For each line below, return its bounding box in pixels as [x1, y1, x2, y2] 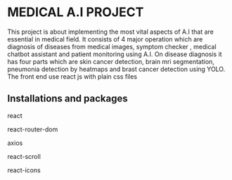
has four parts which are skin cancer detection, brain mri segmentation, [7, 57, 214, 65]
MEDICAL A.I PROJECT [7, 4, 144, 20]
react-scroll [7, 152, 41, 160]
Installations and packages [7, 93, 128, 105]
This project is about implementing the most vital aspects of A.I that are [7, 27, 214, 36]
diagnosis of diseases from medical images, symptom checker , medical [7, 42, 217, 51]
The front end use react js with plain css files [7, 72, 138, 81]
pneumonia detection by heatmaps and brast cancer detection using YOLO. [7, 65, 226, 73]
